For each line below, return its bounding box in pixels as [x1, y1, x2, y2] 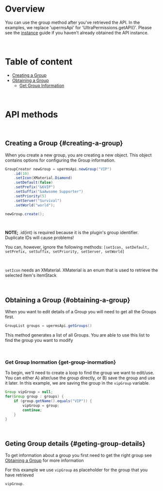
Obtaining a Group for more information [5, 457, 84, 463]
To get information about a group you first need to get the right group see [5, 453, 152, 458]
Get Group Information [19, 83, 65, 88]
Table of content [5, 56, 73, 68]
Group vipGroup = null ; [5, 389, 53, 394]
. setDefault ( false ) [14, 180, 53, 185]
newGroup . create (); [5, 211, 45, 217]
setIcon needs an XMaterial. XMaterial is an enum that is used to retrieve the [5, 267, 158, 273]
